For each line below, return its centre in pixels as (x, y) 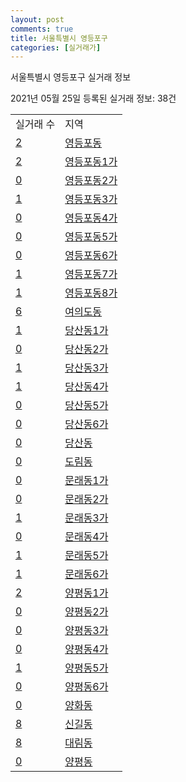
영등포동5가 (91, 237)
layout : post (37, 19)
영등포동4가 (91, 218)
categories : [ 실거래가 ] (56, 47)
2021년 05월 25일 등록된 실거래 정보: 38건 (93, 98)
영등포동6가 (91, 256)
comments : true (42, 29)
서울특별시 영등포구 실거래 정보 (71, 77)
